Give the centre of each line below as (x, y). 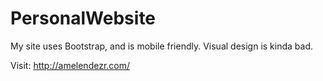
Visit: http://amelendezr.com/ (70, 65)
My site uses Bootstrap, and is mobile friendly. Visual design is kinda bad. (162, 46)
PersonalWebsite (83, 18)
